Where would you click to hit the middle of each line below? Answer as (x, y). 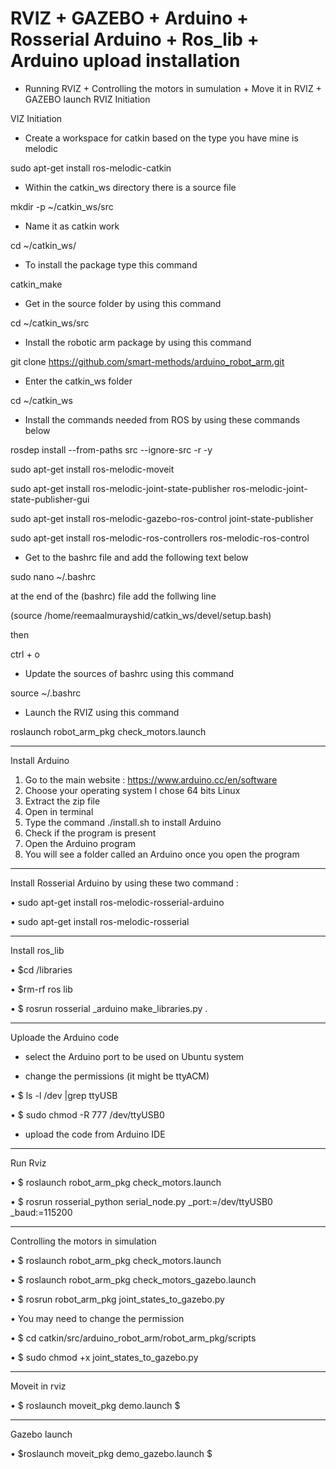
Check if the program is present (90, 833)
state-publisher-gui (50, 499)
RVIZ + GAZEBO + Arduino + (130, 18)
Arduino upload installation (125, 61)
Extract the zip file (62, 801)
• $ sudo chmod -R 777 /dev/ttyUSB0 (87, 1114)
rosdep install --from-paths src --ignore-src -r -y (111, 449)
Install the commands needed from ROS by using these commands (162, 419)
